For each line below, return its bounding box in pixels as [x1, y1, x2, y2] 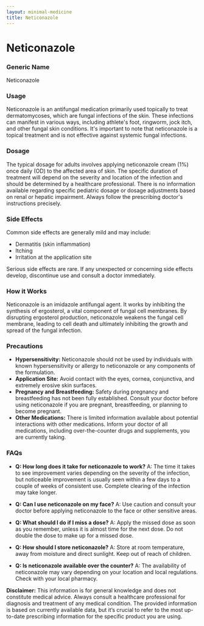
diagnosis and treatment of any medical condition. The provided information [6, 599, 197, 607]
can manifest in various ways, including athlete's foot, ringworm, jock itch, [6, 118, 193, 126]
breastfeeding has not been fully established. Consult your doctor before [15, 395, 198, 402]
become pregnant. [15, 408, 62, 415]
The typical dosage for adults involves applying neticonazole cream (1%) [6, 160, 189, 168]
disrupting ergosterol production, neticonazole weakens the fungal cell [6, 314, 184, 321]
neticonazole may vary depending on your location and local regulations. [15, 568, 198, 575]
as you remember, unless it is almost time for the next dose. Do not [15, 525, 183, 533]
